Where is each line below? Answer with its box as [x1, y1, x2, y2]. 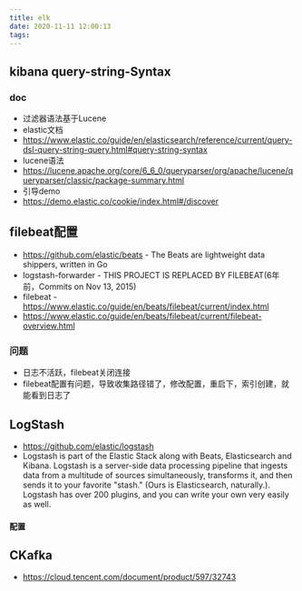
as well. [22, 498, 52, 509]
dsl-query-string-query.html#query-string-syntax [22, 145, 209, 155]
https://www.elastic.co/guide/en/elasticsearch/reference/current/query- [22, 135, 293, 145]
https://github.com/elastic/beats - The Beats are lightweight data [22, 249, 266, 260]
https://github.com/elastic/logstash [22, 440, 154, 451]
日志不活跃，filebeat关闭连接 [22, 367, 132, 378]
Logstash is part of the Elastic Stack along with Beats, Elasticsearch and [22, 450, 292, 461]
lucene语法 [22, 155, 65, 166]
